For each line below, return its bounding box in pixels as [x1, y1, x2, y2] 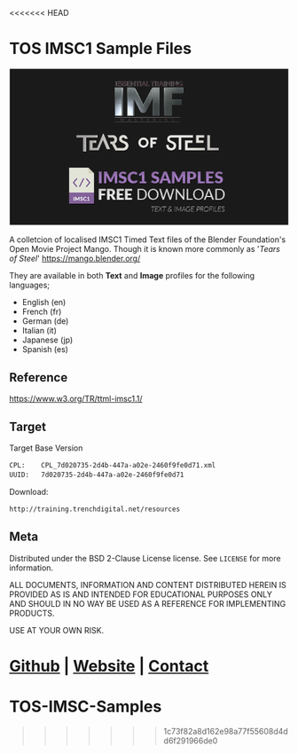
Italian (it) [21, 326, 58, 336]
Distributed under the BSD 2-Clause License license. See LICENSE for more [9, 553, 281, 563]
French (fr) [21, 306, 62, 318]
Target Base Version [9, 443, 83, 453]
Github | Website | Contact [9, 656, 209, 676]
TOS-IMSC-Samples [9, 696, 162, 717]
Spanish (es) [21, 344, 69, 355]
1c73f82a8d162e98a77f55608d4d [163, 726, 288, 736]
